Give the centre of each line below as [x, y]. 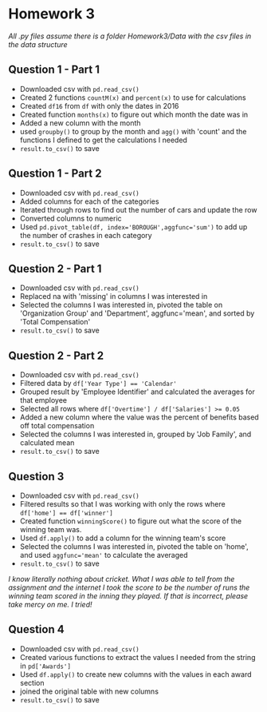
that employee [43, 400]
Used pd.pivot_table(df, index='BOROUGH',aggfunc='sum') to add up [133, 227]
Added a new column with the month [80, 123]
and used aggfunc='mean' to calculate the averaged [104, 555]
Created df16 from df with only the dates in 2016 [99, 105]
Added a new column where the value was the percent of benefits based [139, 417]
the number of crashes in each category [86, 235]
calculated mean [47, 443]
